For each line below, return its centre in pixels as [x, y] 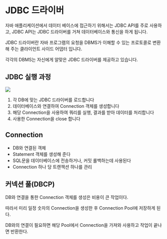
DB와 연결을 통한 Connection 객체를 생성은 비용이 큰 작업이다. [67, 197]
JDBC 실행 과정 [28, 77]
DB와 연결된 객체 [29, 148]
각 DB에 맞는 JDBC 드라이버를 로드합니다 [53, 100]
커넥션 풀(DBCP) [30, 184]
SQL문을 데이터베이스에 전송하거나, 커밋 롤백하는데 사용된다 [72, 161]
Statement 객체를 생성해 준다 [41, 154]
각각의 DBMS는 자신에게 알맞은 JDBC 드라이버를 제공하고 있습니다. [72, 59]
